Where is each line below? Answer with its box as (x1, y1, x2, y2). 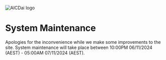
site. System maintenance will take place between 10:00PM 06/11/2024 (5, 44, 152, 50)
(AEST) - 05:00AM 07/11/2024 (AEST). (5, 49, 85, 55)
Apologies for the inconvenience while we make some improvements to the (5, 39, 161, 45)
